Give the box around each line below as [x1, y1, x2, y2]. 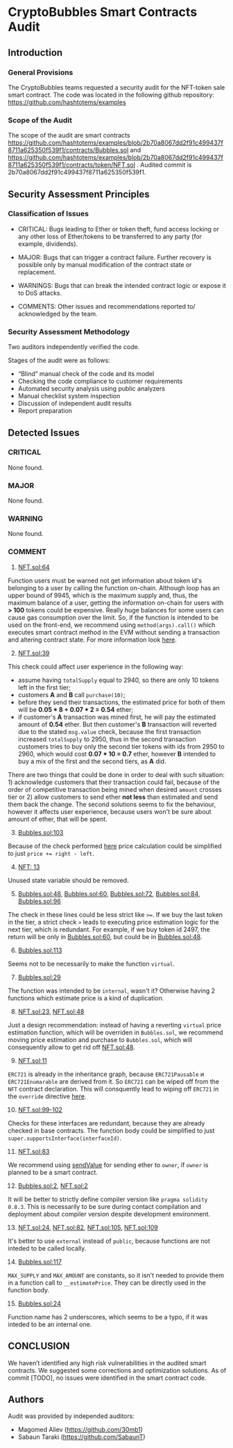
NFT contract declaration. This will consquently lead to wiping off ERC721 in [8, 1084, 219, 1093]
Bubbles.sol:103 [17, 828, 64, 836]
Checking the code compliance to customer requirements [17, 377, 183, 386]
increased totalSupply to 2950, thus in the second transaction [17, 735, 196, 743]
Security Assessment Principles [8, 188, 150, 200]
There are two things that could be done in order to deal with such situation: [8, 770, 225, 779]
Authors [8, 1393, 44, 1405]
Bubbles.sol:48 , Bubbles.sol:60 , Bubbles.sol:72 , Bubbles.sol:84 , [17, 889, 200, 897]
